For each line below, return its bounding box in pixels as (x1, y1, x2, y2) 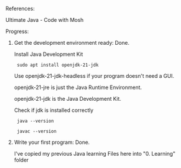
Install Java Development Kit (14, 51, 83, 58)
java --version (16, 118, 54, 124)
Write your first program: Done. (14, 139, 90, 146)
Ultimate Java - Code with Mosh (5, 17, 83, 23)
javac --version (16, 129, 57, 134)
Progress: (5, 28, 29, 35)
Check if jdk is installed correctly (14, 107, 93, 114)
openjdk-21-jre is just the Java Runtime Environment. (14, 84, 142, 91)
